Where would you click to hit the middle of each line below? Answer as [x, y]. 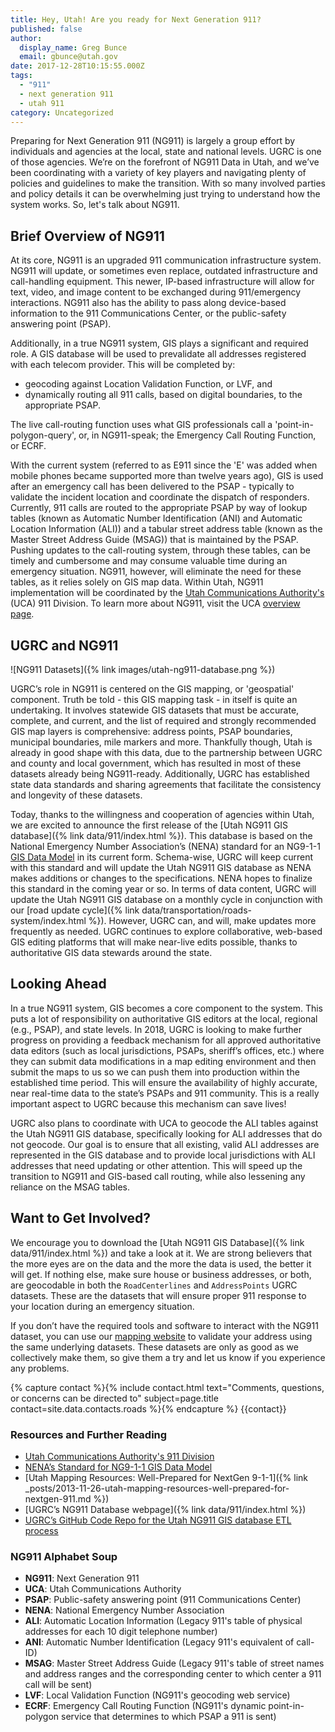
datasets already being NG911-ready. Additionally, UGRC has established [160, 774]
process [41, 1530]
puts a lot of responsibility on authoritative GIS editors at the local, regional [164, 1018]
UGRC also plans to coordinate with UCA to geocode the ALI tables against [164, 1123]
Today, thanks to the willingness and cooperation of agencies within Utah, [162, 814]
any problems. [40, 1368]
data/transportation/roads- [197, 910]
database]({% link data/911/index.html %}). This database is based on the [161, 835]
